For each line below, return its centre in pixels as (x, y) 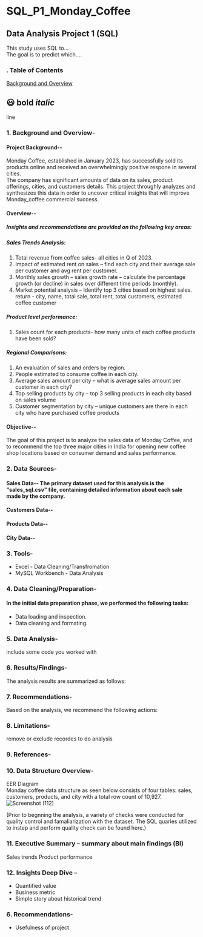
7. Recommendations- (39, 697)
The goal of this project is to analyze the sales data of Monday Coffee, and (99, 440)
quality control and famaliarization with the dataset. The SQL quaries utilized (101, 821)
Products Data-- (27, 524)
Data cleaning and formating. (51, 623)
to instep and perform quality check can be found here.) (76, 828)
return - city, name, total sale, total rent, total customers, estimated (98, 297)
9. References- (29, 754)
